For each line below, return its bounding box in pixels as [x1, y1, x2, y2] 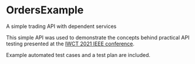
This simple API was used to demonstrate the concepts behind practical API [6, 34, 190, 41]
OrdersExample [6, 3, 84, 17]
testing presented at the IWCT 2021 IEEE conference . [6, 40, 135, 47]
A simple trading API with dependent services [6, 23, 117, 30]
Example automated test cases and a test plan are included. [6, 51, 151, 58]
